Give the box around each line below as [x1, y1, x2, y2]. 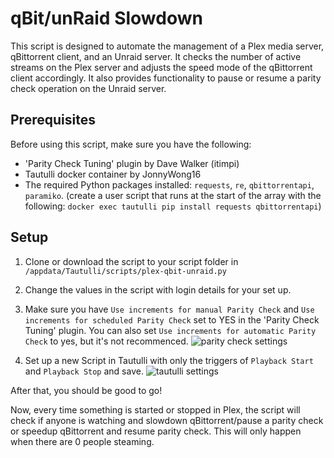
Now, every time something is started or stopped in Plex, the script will [10, 403, 301, 416]
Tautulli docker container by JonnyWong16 [24, 168, 202, 180]
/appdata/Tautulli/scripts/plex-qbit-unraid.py [24, 266, 227, 276]
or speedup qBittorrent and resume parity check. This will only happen [10, 425, 302, 437]
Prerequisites [10, 112, 96, 129]
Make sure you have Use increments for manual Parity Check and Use [24, 303, 315, 315]
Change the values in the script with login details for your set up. [24, 283, 292, 296]
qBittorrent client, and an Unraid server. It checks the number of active [10, 50, 302, 62]
